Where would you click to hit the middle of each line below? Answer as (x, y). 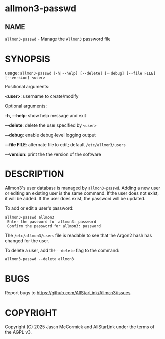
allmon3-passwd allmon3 (30, 217)
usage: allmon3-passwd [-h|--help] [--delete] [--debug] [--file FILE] (80, 73)
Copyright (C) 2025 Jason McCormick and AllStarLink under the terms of (80, 327)
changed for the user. (27, 240)
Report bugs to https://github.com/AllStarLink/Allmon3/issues (68, 293)
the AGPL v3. (19, 332)
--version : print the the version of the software (53, 154)
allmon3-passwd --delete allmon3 (40, 259)
